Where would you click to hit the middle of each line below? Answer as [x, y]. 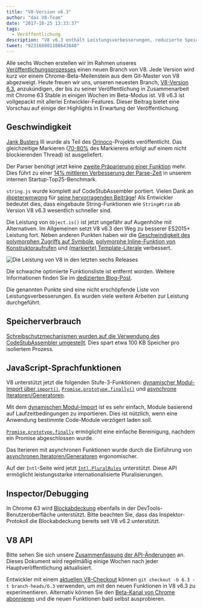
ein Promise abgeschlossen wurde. [50, 438]
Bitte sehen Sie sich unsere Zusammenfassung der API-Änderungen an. [96, 555]
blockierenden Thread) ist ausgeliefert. [55, 155]
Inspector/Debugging [47, 494]
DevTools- [150, 508]
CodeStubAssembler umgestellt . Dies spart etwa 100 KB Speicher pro [93, 342]
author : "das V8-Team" [35, 18]
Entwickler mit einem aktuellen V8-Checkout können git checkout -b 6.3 [98, 579]
